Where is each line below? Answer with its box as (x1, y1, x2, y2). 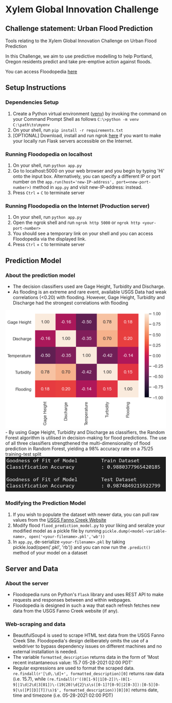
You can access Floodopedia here (5, 68, 78, 75)
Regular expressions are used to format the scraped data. (12, 665, 135, 671)
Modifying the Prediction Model (5, 499, 86, 507)
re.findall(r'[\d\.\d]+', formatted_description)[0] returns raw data (12, 671, 164, 677)
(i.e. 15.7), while (12, 676, 46, 682)
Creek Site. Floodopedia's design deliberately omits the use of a (12, 638, 148, 644)
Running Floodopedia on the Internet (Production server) (5, 202, 150, 209)
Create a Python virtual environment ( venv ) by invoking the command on (12, 110, 167, 117)
